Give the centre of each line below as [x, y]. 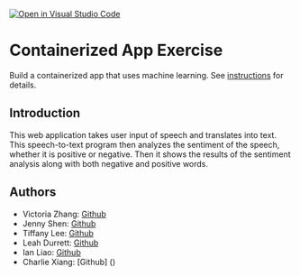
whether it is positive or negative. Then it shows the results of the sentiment [150, 154]
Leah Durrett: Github [60, 243]
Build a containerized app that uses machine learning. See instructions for [146, 75]
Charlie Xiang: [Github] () [69, 262]
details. [23, 85]
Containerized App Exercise [116, 51]
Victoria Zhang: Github [64, 214]
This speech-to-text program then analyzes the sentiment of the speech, [145, 144]
